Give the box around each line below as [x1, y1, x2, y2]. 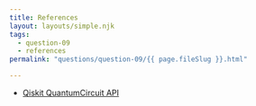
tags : [9, 30, 30, 39]
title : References [9, 13, 78, 22]
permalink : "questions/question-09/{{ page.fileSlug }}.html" [9, 55, 248, 64]
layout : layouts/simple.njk [9, 22, 115, 31]
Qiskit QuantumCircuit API [22, 87, 120, 98]
